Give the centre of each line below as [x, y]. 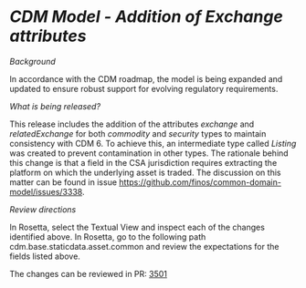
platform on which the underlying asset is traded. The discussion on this [145, 172]
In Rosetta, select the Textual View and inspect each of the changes [137, 227]
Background [33, 61]
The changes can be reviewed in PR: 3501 [88, 273]
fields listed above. [45, 256]
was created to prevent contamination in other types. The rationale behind [149, 153]
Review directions [43, 209]
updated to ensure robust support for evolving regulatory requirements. [144, 88]
